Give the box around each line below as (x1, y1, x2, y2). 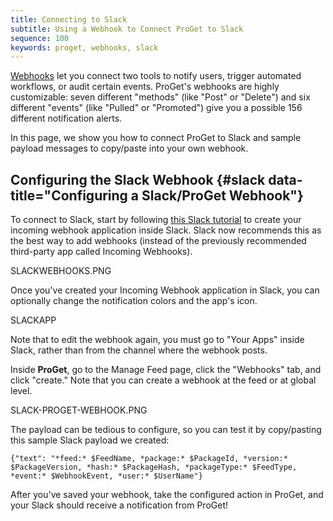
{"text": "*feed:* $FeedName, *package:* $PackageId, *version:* (10, 454, 288, 464)
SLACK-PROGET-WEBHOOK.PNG (10, 404, 148, 416)
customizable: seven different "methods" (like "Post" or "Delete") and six (10, 91, 311, 103)
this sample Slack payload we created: (10, 434, 170, 446)
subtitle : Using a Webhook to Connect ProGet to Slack (10, 24, 244, 34)
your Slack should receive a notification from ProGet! (10, 499, 228, 511)
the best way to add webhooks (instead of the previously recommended (10, 235, 307, 247)
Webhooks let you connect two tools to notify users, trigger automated (10, 70, 302, 82)
